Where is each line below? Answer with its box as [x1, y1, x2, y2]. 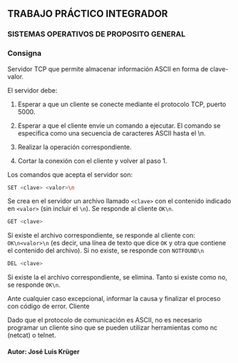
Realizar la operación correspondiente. [17, 143, 132, 151]
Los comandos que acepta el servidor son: [7, 170, 133, 179]
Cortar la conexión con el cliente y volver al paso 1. [17, 156, 167, 165]
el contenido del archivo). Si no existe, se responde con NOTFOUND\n [7, 246, 205, 255]
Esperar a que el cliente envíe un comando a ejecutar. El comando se [17, 121, 221, 130]
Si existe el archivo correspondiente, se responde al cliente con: [7, 231, 196, 240]
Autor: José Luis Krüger [7, 347, 80, 356]
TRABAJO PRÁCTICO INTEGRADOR [7, 8, 168, 20]
